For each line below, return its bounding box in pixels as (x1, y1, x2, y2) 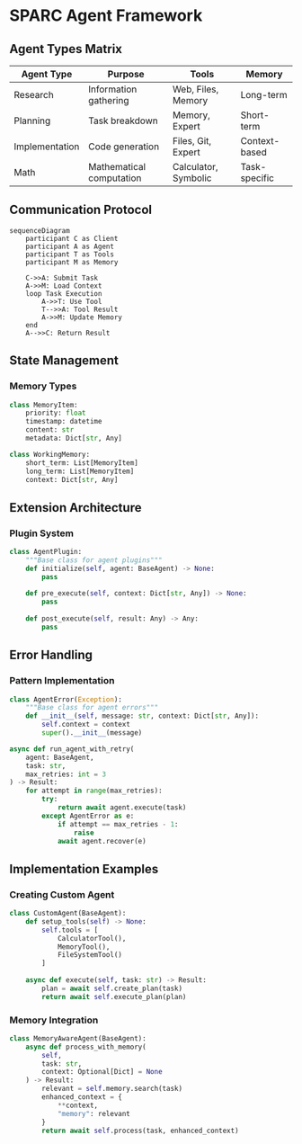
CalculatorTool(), (57, 934, 127, 943)
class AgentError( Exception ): (9, 694, 123, 704)
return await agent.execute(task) (57, 803, 187, 812)
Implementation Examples (9, 861, 159, 877)
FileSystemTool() (57, 951, 123, 960)
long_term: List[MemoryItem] (25, 467, 135, 476)
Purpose (107, 68, 146, 80)
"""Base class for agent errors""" (25, 703, 159, 712)
